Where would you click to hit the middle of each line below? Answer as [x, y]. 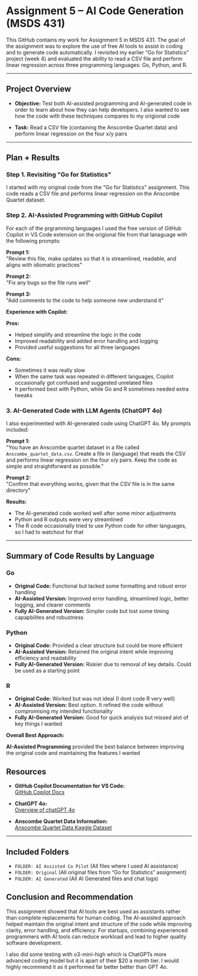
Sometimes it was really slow [50, 370]
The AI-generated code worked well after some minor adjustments [95, 513]
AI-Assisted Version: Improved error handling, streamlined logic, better [102, 598]
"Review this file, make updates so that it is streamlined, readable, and [91, 258]
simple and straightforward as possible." [55, 466]
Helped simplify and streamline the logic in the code [78, 335]
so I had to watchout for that [49, 532]
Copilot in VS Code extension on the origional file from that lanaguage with [97, 234]
